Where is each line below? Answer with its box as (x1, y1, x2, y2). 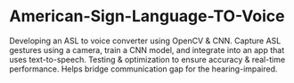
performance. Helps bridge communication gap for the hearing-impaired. (9, 64, 278, 74)
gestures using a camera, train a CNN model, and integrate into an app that (9, 44, 285, 55)
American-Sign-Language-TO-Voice (9, 6, 285, 26)
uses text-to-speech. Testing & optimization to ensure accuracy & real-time (9, 54, 286, 64)
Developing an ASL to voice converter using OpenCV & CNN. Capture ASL (9, 35, 282, 46)
